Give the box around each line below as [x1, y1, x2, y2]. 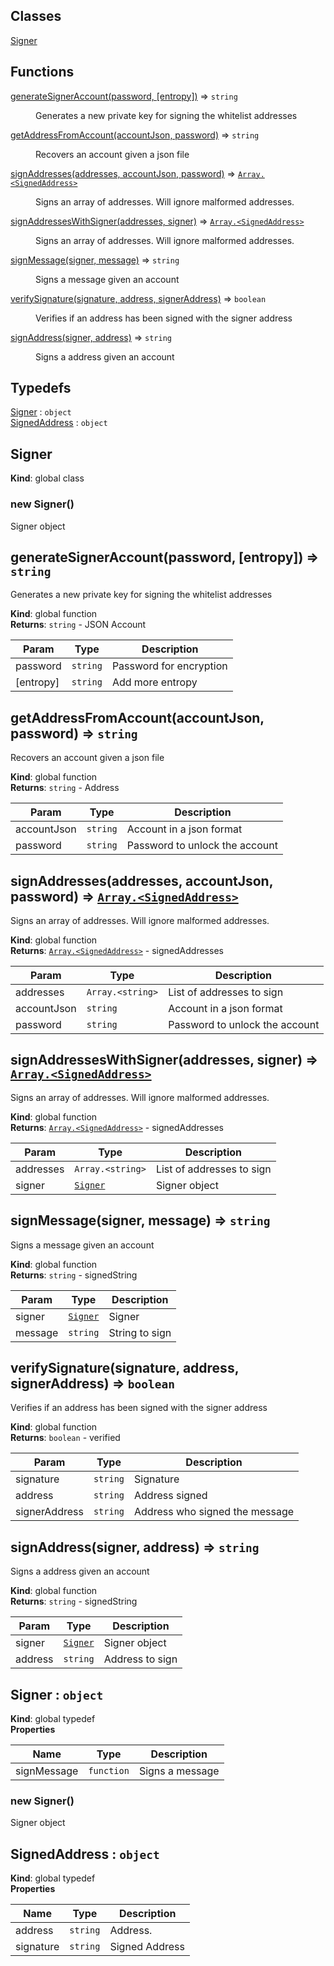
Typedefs [10, 380, 72, 397]
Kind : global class [10, 472, 85, 484]
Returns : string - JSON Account [10, 619, 147, 631]
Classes [10, 8, 62, 25]
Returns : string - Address [10, 782, 120, 794]
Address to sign [103, 1652, 178, 1666]
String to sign [108, 1325, 172, 1339]
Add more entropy [111, 675, 198, 689]
